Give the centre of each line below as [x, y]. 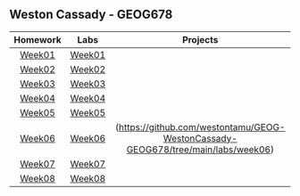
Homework [37, 39]
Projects [200, 39]
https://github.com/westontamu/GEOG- [202, 127]
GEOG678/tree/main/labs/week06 [198, 149]
